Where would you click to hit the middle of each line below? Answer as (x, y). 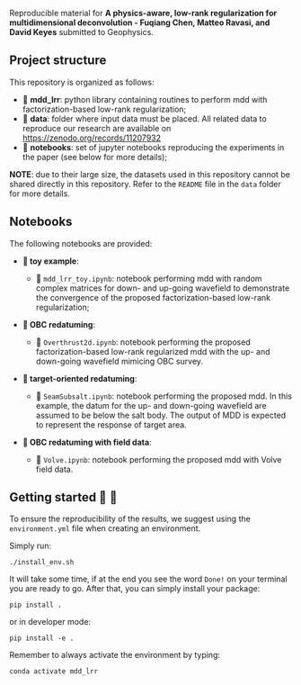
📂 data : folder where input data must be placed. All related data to (144, 118)
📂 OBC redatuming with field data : (87, 442)
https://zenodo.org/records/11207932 (92, 138)
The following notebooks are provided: (81, 243)
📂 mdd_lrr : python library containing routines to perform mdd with (145, 99)
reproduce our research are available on (97, 128)
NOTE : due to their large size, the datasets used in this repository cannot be (150, 174)
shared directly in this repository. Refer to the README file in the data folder (145, 184)
